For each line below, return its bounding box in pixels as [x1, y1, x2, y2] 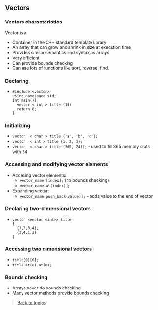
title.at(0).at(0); [12, 263, 52, 268]
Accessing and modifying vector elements [5, 161, 108, 168]
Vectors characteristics [5, 19, 63, 25]
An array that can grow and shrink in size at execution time [12, 44, 131, 50]
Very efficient [12, 55, 40, 61]
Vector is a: [5, 29, 28, 36]
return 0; [17, 106, 37, 111]
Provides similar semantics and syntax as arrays [12, 49, 110, 55]
